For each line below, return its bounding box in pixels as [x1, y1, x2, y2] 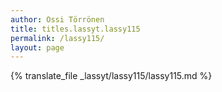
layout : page [10, 42, 65, 53]
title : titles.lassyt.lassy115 [10, 24, 141, 34]
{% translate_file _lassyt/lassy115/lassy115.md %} [10, 70, 213, 82]
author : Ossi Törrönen [10, 14, 105, 25]
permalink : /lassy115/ [10, 33, 105, 43]
